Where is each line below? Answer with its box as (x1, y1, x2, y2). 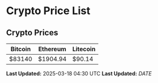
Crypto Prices (6, 28, 59, 38)
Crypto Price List (6, 4, 91, 18)
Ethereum (38, 45, 67, 53)
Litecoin (72, 45, 96, 53)
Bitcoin (10, 45, 31, 53)
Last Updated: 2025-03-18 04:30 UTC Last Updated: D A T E (6, 70, 152, 77)
